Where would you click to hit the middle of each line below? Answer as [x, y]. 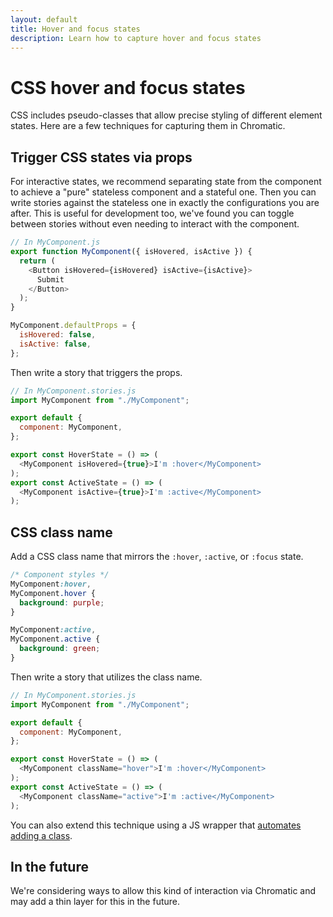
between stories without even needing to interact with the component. [155, 224]
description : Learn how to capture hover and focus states [136, 38]
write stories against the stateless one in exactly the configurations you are [165, 203]
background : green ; [60, 649]
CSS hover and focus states [128, 87]
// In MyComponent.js [55, 242]
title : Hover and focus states [75, 29]
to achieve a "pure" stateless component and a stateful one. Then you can [163, 192]
